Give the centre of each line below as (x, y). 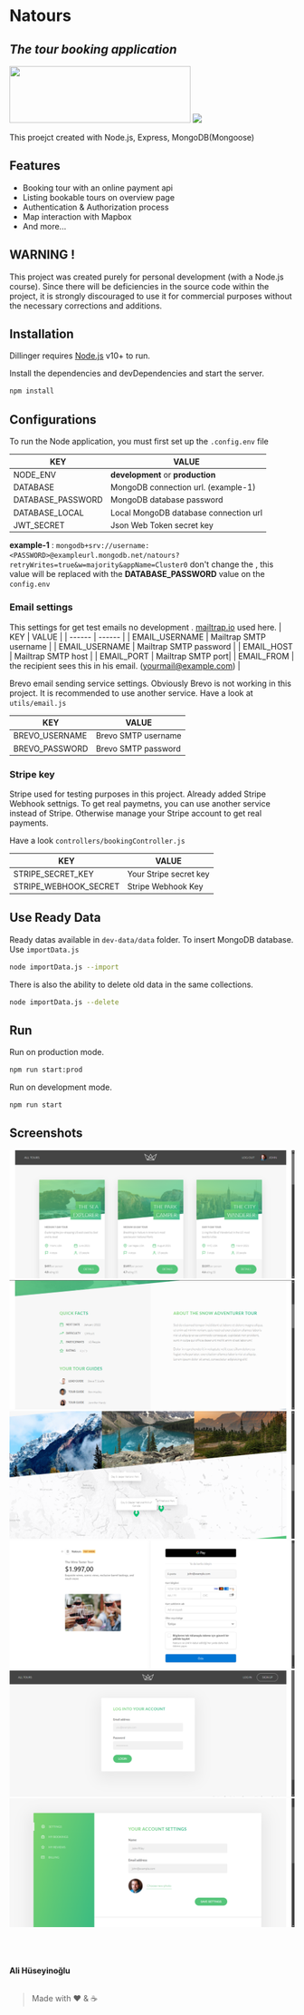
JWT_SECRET (39, 525)
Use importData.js (44, 949)
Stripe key (33, 775)
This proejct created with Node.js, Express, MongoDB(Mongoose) (132, 137)
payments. (29, 823)
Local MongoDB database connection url (186, 513)
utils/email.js (38, 703)
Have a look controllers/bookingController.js (97, 841)
